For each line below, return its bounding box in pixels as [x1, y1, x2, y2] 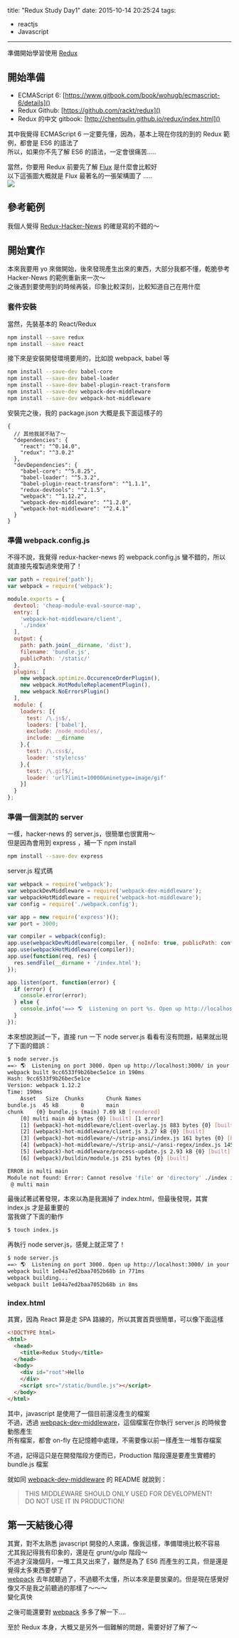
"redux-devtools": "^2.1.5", [20, 486, 107, 493]
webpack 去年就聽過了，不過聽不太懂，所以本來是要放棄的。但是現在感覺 [7, 1575, 223, 1583]
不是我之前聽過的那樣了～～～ [19, 1584, 107, 1592]
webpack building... [7, 1274, 69, 1281]
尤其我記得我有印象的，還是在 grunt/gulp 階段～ [7, 1548, 148, 1557]
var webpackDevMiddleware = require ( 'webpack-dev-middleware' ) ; [7, 888, 202, 895]
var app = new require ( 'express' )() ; [7, 913, 119, 920]
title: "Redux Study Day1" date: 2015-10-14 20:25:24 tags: [7, 6, 176, 14]
